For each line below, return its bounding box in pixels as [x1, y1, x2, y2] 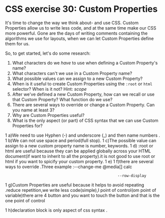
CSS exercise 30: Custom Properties [5, 3, 158, 15]
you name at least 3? [12, 107, 55, 113]
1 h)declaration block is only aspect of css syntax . [5, 207, 107, 213]
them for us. [5, 40, 30, 46]
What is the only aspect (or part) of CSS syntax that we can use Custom [12, 117, 159, 123]
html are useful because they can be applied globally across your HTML [5, 148, 151, 154]
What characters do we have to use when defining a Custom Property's [12, 60, 158, 66]
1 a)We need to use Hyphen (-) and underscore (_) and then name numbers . [5, 132, 160, 138]
